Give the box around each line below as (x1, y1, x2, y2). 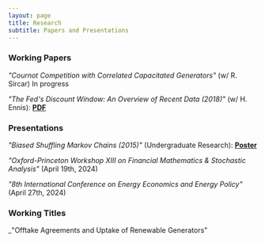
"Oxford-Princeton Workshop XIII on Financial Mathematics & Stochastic (8, 155, 247, 165)
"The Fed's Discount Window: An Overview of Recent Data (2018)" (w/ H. (8, 94, 248, 104)
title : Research (8, 19, 62, 27)
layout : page (8, 11, 51, 20)
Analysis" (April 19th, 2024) (8, 164, 99, 173)
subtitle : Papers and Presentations (8, 26, 129, 34)
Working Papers (8, 52, 72, 63)
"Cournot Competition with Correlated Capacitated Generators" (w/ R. (8, 70, 237, 80)
